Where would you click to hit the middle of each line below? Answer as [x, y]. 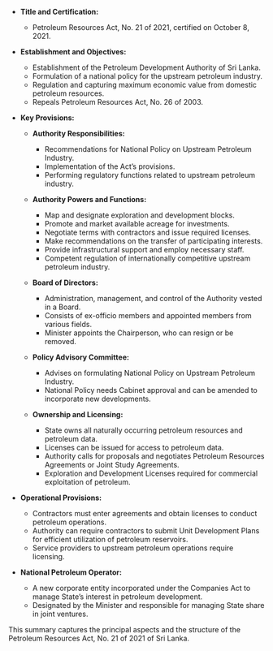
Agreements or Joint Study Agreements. [112, 465]
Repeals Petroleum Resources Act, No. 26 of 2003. [117, 102]
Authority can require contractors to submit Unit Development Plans [146, 530]
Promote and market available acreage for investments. [137, 224]
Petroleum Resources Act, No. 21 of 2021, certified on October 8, [141, 27]
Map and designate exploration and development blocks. [140, 215]
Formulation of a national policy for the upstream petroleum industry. [147, 76]
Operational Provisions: [61, 498]
